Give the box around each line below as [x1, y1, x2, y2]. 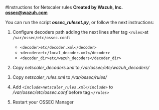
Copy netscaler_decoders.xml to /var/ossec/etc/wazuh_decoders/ [12, 65, 149, 70]
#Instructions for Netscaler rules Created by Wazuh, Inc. [5, 5, 123, 10]
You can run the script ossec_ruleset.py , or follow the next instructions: [5, 20, 154, 25]
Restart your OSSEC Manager [12, 99, 74, 105]
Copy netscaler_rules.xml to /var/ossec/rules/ [12, 74, 107, 80]
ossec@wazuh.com [5, 10, 48, 16]
